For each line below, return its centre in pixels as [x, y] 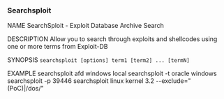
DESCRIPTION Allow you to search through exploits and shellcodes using [112, 39]
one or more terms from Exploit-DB [58, 47]
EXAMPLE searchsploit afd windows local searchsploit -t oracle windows [112, 74]
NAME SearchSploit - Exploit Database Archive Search [85, 26]
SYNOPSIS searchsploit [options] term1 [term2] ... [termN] [98, 60]
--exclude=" [173, 81]
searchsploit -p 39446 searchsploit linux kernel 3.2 [81, 81]
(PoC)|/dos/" [25, 89]
